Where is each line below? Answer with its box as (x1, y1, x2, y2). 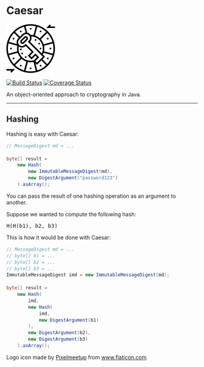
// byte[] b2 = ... (6, 259, 56, 265)
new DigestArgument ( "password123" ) (28, 175, 118, 181)
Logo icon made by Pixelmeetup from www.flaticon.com (6, 354, 147, 361)
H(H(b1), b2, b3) (6, 222, 58, 229)
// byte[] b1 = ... (6, 253, 56, 259)
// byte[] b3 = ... (6, 265, 56, 271)
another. (6, 198, 27, 206)
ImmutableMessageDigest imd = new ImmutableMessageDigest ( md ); (6, 272, 170, 278)
